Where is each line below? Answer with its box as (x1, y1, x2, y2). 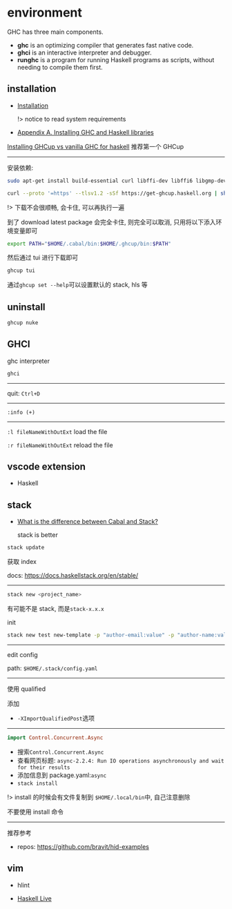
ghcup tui (7, 267, 36, 274)
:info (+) (7, 409, 36, 416)
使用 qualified (7, 685, 46, 693)
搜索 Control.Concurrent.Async (17, 747, 104, 756)
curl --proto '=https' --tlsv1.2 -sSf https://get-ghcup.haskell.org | (7, 190, 217, 197)
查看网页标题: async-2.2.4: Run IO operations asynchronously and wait (17, 756, 224, 764)
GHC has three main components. (7, 28, 104, 36)
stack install (17, 780, 58, 787)
